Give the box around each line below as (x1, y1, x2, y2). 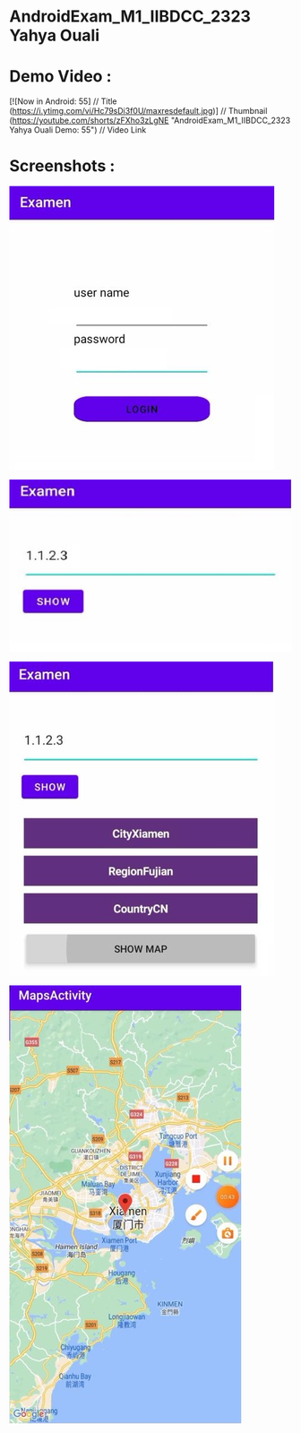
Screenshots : (9, 156, 116, 177)
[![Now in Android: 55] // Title (9, 96, 118, 107)
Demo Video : (9, 66, 112, 87)
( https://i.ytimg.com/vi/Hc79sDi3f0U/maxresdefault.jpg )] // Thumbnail (9, 106, 268, 117)
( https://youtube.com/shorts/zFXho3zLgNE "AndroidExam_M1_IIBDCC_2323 (9, 115, 291, 126)
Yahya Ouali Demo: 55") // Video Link (9, 125, 147, 135)
